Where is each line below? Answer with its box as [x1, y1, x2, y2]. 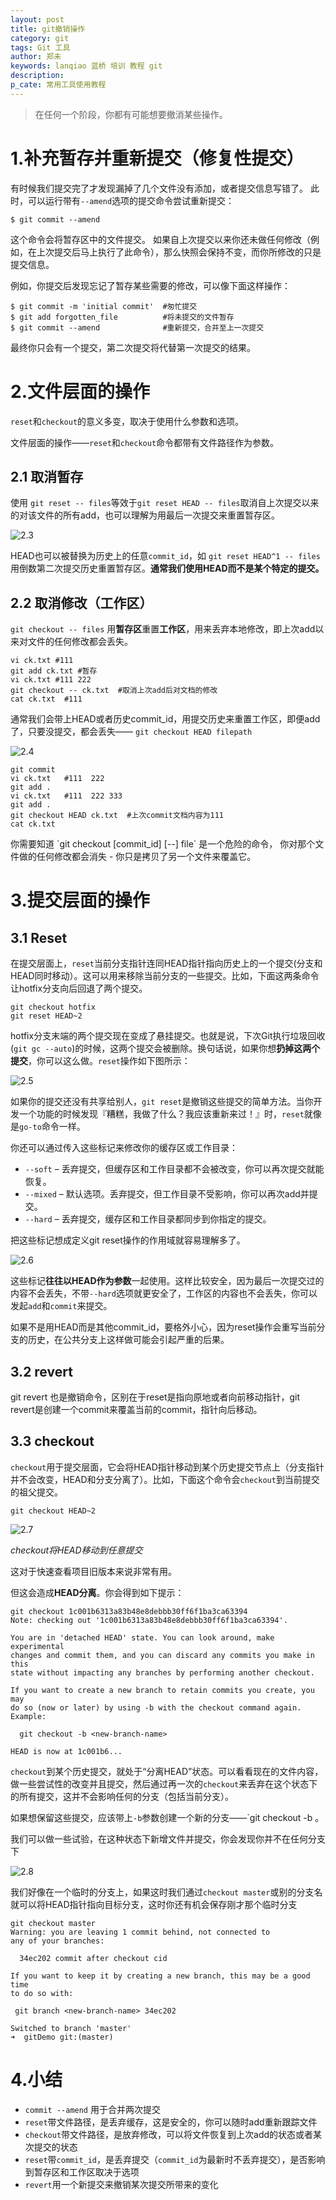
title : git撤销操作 [10, 24, 86, 34]
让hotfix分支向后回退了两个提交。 [10, 982, 148, 995]
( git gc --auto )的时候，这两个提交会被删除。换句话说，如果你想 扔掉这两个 [10, 1042, 321, 1055]
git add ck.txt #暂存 [10, 666, 98, 676]
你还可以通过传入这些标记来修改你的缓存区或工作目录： [10, 1142, 238, 1154]
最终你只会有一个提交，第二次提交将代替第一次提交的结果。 [10, 341, 256, 353]
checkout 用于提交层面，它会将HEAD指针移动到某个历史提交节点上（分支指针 [10, 1461, 325, 1473]
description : [10, 71, 65, 81]
